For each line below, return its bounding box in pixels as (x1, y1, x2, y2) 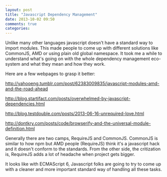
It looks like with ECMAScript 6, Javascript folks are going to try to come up (5, 161, 161, 167)
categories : (5, 26, 30, 31)
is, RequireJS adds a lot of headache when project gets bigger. (5, 151, 135, 157)
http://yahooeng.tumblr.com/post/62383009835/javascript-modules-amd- (5, 81, 159, 87)
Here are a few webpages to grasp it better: (5, 71, 95, 77)
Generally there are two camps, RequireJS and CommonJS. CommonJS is (5, 135, 158, 141)
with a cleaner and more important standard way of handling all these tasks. (5, 166, 162, 172)
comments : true (5, 21, 37, 27)
